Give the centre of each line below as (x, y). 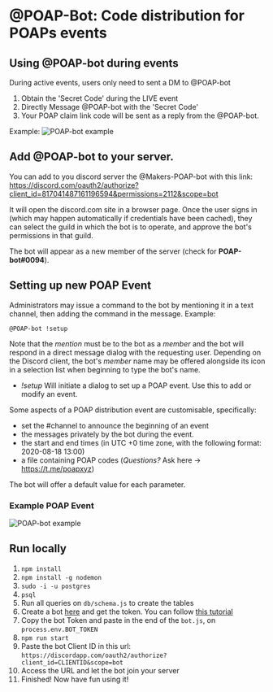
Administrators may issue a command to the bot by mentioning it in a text (132, 305)
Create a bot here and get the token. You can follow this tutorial (127, 611)
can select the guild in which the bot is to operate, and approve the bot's (131, 227)
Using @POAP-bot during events (94, 63)
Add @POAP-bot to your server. (91, 157)
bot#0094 (27, 259)
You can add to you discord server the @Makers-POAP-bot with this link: (131, 176)
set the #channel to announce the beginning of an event (115, 425)
